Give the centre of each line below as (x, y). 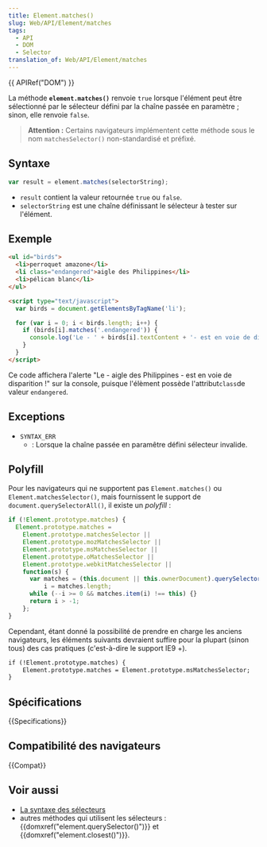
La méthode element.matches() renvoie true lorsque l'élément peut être (125, 98)
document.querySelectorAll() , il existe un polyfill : (90, 505)
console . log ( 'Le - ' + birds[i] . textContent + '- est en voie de (139, 338)
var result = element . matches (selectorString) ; (89, 182)
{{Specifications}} (38, 721)
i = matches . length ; (77, 586)
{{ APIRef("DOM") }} (41, 82)
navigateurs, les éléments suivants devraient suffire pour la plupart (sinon (129, 640)
